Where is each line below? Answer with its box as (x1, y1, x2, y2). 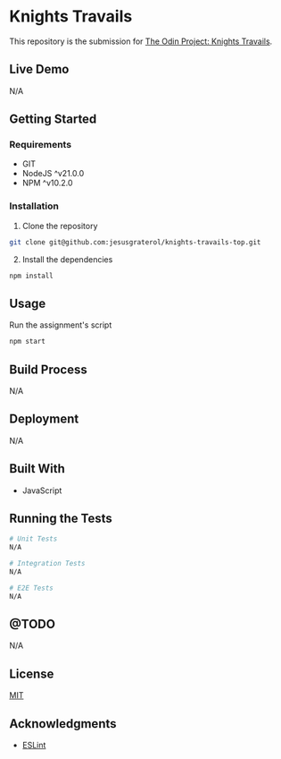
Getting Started (9, 112, 97, 127)
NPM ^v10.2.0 (21, 177, 73, 189)
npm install (9, 271, 54, 280)
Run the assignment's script (9, 320, 112, 330)
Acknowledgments (9, 716, 118, 731)
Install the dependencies (21, 253, 113, 265)
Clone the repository (21, 220, 98, 231)
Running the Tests (9, 511, 113, 525)
